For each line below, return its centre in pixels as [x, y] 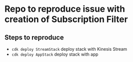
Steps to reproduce [34, 37]
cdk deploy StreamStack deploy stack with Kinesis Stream [69, 49]
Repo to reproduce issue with [65, 9]
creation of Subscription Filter [66, 19]
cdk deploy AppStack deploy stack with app [55, 54]
